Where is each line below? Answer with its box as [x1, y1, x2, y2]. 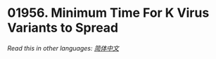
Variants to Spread [7, 20, 119, 36]
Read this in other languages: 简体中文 [7, 44, 120, 52]
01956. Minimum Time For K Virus [7, 5, 210, 21]
